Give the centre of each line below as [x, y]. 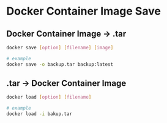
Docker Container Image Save [83, 11]
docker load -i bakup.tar [39, 114]
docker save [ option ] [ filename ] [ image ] [60, 47]
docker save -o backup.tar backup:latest [60, 64]
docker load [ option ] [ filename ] [49, 97]
